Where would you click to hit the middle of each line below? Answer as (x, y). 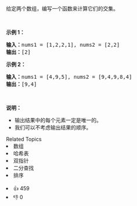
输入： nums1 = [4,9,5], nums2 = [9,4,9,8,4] (69, 77)
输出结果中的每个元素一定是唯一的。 (58, 120)
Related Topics (24, 139)
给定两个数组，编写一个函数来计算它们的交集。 (62, 8)
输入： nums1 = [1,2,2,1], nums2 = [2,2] (63, 45)
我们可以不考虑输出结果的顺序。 (53, 128)
